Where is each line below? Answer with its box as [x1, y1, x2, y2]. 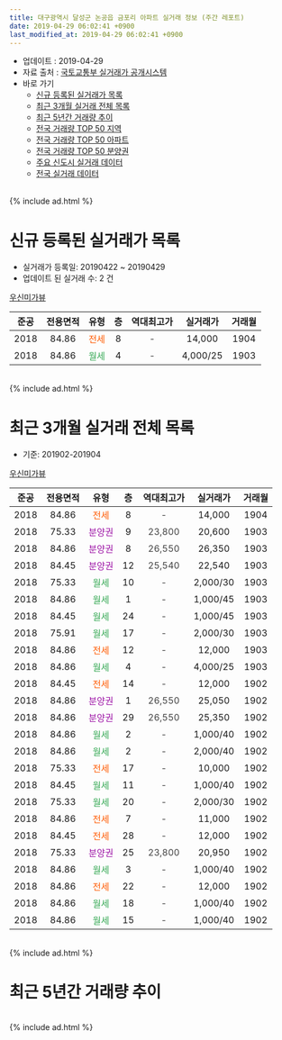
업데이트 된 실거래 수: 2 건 [22, 273, 114, 284]
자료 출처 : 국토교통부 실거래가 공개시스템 [22, 67, 168, 77]
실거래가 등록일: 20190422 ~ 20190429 [22, 262, 166, 273]
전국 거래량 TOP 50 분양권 [35, 146, 129, 157]
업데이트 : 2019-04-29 [22, 56, 104, 67]
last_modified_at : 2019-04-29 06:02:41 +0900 [9, 30, 183, 39]
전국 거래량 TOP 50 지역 [35, 123, 122, 134]
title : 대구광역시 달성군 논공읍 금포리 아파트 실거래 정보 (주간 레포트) [9, 13, 245, 23]
